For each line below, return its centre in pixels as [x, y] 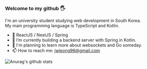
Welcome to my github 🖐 [35, 8]
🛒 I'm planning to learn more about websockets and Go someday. [77, 45]
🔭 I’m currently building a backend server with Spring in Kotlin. [74, 40]
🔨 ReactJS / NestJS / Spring [40, 35]
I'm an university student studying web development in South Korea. [73, 21]
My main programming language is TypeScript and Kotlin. [62, 26]
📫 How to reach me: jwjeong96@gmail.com [56, 51]
